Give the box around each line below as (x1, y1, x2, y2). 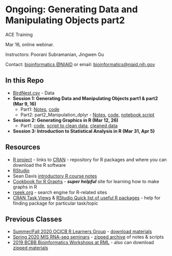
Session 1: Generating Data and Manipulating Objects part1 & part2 (12, 95, 158, 101)
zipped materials (12, 245, 48, 251)
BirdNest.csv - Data (12, 90, 55, 96)
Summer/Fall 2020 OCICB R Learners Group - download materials (12, 228, 152, 234)
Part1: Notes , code (20, 106, 60, 112)
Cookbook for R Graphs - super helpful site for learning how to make (12, 178, 159, 184)
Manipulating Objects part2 (5, 14, 125, 26)
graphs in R (12, 184, 37, 190)
